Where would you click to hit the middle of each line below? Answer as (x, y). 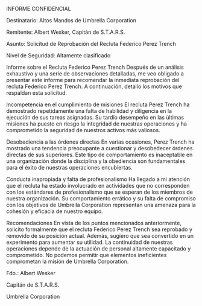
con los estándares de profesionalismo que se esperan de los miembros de (99, 192)
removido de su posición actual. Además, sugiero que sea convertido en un (100, 236)
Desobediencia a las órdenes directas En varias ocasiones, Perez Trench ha (100, 142)
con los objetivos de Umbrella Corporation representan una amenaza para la (101, 205)
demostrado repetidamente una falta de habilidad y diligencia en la (89, 111)
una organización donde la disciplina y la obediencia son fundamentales (96, 161)
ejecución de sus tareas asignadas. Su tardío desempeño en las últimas (95, 117)
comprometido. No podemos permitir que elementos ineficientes (87, 255)
